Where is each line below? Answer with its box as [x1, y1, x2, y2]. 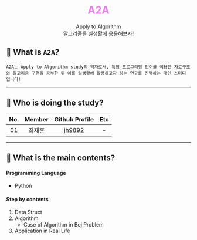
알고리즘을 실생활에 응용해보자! [63, 30, 134, 37]
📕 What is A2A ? [6, 48, 60, 58]
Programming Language [6, 169, 66, 176]
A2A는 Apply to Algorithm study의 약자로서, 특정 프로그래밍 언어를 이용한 [6, 64, 172, 70]
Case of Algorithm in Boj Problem [23, 221, 104, 228]
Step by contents [6, 195, 49, 202]
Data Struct [14, 209, 42, 216]
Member [24, 115, 49, 123]
